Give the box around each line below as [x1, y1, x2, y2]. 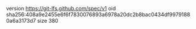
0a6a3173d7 [6, 17, 37, 24]
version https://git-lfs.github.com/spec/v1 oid [6, 5, 116, 12]
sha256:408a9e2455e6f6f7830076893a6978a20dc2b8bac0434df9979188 [6, 11, 191, 18]
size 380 [37, 17, 58, 24]
